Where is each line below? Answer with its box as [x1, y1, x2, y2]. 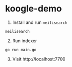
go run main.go [5, 47, 37, 52]
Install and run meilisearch [12, 19, 68, 25]
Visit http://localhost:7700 [12, 56, 66, 62]
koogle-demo [5, 3, 62, 14]
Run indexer [12, 38, 37, 44]
